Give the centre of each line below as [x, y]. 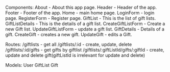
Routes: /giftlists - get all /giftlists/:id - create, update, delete [69, 44]
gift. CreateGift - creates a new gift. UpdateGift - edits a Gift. [69, 34]
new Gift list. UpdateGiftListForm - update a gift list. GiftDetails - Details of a [85, 29]
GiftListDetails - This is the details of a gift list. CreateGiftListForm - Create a [85, 23]
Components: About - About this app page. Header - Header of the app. [81, 7]
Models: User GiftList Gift [32, 65]
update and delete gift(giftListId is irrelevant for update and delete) [75, 55]
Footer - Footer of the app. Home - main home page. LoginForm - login [80, 13]
